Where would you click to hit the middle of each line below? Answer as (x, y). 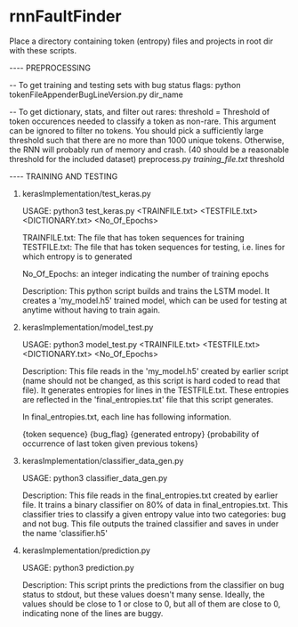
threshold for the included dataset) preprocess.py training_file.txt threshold (147, 159)
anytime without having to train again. (91, 310)
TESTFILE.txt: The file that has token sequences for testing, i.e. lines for (153, 247)
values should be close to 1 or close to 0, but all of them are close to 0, (151, 604)
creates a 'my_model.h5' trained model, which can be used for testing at (154, 300)
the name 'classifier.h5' (65, 533)
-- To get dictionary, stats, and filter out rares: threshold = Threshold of (140, 111)
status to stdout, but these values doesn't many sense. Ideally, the (143, 594)
